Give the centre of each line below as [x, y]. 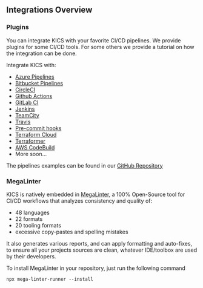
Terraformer [30, 141]
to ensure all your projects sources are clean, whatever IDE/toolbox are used [102, 250]
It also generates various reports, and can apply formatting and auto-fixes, [99, 243]
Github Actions [34, 96]
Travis [23, 122]
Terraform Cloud [36, 134]
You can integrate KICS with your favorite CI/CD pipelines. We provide [94, 40]
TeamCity [27, 115]
